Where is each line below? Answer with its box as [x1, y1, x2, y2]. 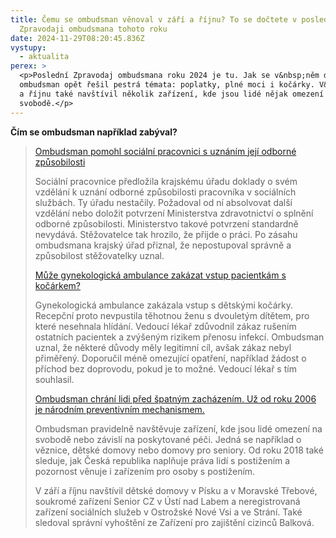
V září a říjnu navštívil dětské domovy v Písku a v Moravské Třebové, [34, 484, 318, 496]
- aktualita [19, 52, 70, 62]
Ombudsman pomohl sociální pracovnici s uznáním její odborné [34, 145, 297, 157]
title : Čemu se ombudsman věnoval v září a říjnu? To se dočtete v [10, 14, 298, 25]
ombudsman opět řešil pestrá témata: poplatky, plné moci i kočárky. [19, 80, 315, 90]
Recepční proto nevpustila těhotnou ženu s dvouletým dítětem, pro [34, 309, 310, 321]
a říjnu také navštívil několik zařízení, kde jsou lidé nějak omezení [19, 89, 325, 99]
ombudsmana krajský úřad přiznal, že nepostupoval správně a [34, 239, 292, 251]
